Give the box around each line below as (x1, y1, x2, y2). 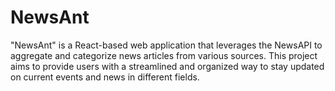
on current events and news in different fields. (10, 71, 200, 83)
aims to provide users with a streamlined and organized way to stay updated (10, 60, 325, 72)
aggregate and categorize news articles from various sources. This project (10, 49, 318, 61)
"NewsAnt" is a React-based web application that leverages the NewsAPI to (10, 39, 323, 51)
